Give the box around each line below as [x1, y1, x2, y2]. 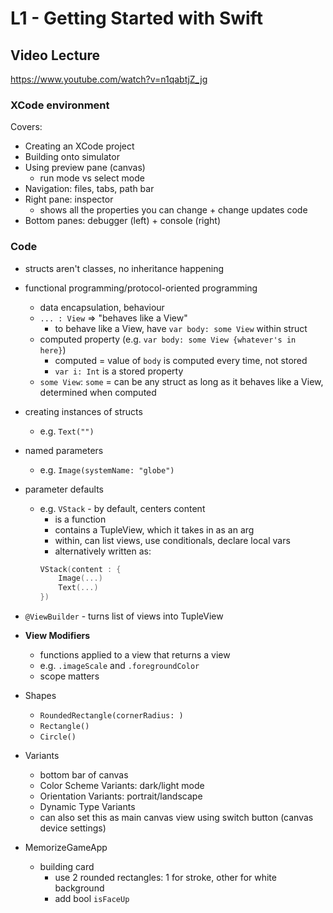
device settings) [39, 822, 107, 834]
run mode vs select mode [39, 172, 145, 184]
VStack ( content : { [39, 564, 122, 574]
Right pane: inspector [24, 193, 114, 206]
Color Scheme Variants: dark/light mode [39, 780, 205, 792]
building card [39, 861, 95, 873]
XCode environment [10, 98, 110, 112]
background [54, 882, 105, 894]
